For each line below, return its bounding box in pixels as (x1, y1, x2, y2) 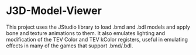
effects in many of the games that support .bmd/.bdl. (6, 42, 133, 49)
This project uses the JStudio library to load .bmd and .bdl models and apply (6, 23, 190, 30)
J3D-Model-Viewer (6, 4, 102, 18)
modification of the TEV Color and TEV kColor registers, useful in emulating (6, 36, 188, 43)
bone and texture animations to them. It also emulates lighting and (6, 29, 166, 36)
